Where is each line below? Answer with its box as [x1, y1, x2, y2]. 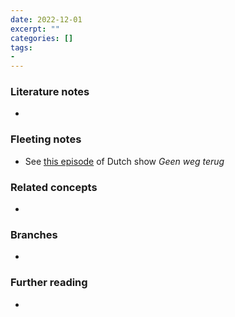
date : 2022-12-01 [10, 14, 83, 25]
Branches [10, 227, 58, 241]
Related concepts [10, 180, 98, 194]
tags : [10, 42, 33, 53]
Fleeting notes [10, 132, 82, 146]
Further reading [10, 276, 88, 290]
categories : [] [10, 33, 74, 43]
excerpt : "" [10, 24, 60, 34]
